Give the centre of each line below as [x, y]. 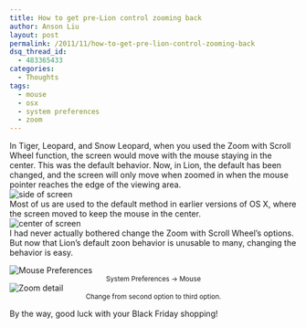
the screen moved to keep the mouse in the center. [105, 214]
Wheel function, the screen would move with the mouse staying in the [141, 155]
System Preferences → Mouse [153, 280]
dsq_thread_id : [38, 52]
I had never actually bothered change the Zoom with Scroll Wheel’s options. [152, 233]
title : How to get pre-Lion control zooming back [106, 18]
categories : [32, 69]
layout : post [34, 35]
